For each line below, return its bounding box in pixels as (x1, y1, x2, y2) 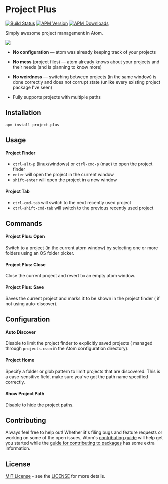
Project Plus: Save (5, 284, 44, 290)
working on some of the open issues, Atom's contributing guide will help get (5, 435, 163, 441)
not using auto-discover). (5, 300, 58, 307)
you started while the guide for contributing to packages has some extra (5, 440, 155, 446)
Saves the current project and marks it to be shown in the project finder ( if (5, 295, 160, 301)
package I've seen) (12, 84, 53, 90)
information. (5, 445, 31, 451)
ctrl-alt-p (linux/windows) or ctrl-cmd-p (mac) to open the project (12, 161, 153, 167)
